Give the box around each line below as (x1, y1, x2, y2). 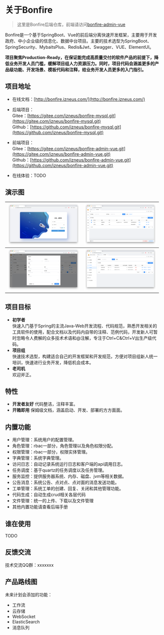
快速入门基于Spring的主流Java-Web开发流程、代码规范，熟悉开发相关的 (12, 323, 157, 328)
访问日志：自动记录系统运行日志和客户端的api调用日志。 (12, 461, 125, 467)
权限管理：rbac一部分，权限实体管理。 (12, 449, 90, 455)
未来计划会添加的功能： (5, 592, 52, 597)
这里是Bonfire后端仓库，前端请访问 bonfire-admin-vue (17, 21, 125, 27)
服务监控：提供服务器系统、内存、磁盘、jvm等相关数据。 (12, 473, 127, 479)
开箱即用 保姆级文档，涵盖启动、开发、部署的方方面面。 (12, 407, 125, 413)
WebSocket (12, 614, 36, 619)
